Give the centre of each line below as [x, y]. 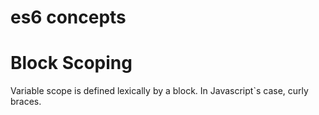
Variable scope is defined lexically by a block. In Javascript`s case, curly [159, 91]
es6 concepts [68, 17]
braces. [26, 102]
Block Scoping [71, 63]
